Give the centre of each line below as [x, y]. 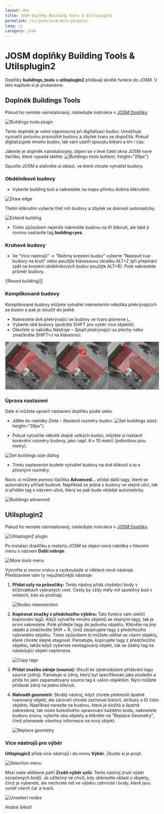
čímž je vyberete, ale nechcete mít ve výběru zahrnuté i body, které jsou [78, 783]
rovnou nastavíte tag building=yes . [48, 232]
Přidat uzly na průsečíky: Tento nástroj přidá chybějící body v [75, 585]
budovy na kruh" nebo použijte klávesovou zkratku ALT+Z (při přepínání [85, 261]
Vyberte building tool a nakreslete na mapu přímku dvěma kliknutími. [81, 189]
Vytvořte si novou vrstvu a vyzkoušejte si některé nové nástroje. [70, 570]
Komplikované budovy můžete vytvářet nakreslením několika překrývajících [81, 305]
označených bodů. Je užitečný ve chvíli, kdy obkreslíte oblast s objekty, [77, 778]
